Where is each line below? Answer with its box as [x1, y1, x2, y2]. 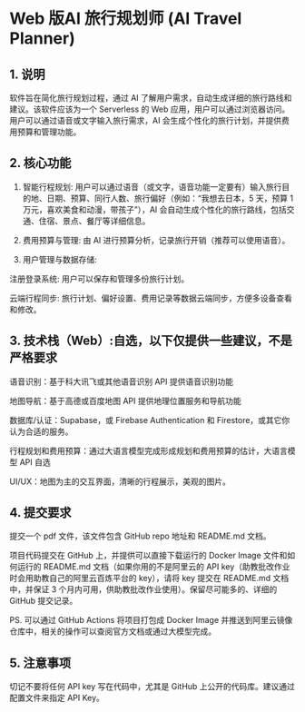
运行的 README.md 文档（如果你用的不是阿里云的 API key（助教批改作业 [16, 561, 290, 572]
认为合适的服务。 [9, 426, 74, 437]
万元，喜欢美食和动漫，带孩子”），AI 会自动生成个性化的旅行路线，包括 [22, 203, 288, 214]
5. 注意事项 [9, 655, 71, 670]
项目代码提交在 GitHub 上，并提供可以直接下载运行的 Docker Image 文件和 [9, 550, 288, 561]
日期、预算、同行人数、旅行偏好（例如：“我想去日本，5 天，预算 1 [46, 193, 293, 203]
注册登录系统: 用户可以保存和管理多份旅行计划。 [9, 273, 189, 284]
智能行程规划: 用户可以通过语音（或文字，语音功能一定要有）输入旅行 [22, 181, 282, 192]
